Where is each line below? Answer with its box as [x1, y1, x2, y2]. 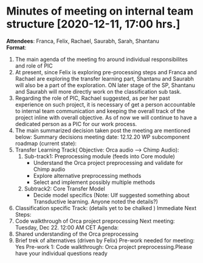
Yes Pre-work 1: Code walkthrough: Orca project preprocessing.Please [15, 243, 193, 250]
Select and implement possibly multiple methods [33, 178, 156, 186]
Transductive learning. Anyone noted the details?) [33, 198, 158, 205]
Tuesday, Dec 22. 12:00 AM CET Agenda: [15, 223, 119, 231]
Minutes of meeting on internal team [6, 4, 194, 18]
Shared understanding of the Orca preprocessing [15, 230, 139, 237]
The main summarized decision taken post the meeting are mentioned [15, 127, 190, 134]
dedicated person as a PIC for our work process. [15, 120, 137, 127]
